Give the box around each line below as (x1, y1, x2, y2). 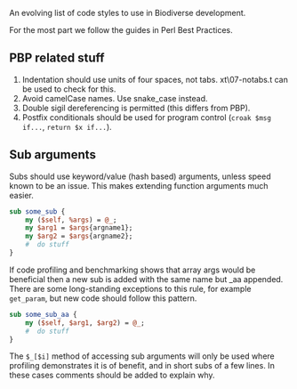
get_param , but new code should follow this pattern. (9, 293, 197, 304)
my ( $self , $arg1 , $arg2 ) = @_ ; (25, 318, 145, 328)
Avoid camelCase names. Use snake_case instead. (21, 93, 208, 103)
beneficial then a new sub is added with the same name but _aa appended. (9, 273, 284, 284)
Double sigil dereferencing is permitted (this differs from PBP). (21, 102, 251, 113)
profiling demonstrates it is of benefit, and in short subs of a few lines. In (9, 361, 276, 371)
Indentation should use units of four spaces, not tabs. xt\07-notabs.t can (21, 74, 289, 85)
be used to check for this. (21, 84, 116, 94)
